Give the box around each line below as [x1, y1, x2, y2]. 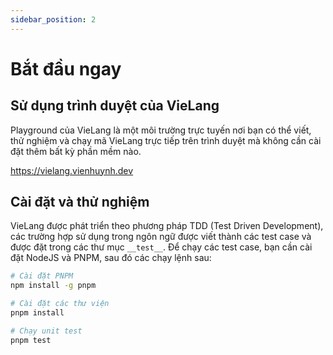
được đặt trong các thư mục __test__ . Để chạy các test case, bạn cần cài [10, 241, 313, 253]
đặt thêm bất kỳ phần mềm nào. [10, 145, 142, 157]
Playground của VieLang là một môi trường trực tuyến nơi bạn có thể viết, [10, 124, 312, 136]
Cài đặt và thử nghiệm [10, 194, 150, 211]
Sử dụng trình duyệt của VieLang [10, 97, 220, 115]
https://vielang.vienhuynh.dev [10, 164, 134, 176]
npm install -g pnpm [10, 281, 97, 291]
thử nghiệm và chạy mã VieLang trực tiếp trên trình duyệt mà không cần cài [10, 134, 322, 146]
